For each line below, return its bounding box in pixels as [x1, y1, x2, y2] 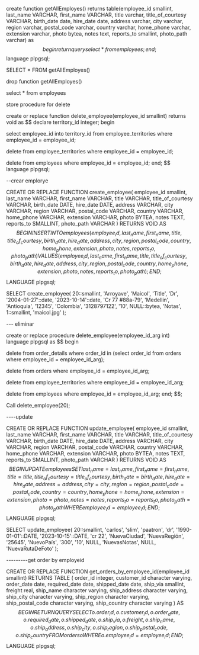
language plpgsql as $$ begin [6, 338, 79, 345]
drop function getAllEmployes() [6, 78, 82, 85]
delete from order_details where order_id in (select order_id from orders [6, 349, 182, 357]
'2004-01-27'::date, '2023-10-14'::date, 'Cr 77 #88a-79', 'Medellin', [6, 296, 170, 303]
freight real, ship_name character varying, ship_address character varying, [6, 586, 188, 594]
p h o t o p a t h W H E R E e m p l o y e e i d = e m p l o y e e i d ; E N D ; [39, 503, 160, 512]
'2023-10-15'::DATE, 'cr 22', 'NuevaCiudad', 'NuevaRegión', [40, 532, 185, 540]
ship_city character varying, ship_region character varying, [6, 593, 150, 600]
